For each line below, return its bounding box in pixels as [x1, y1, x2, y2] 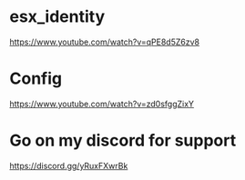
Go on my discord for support [9, 130, 237, 151]
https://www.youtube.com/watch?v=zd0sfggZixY [9, 98, 194, 109]
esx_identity [9, 6, 106, 27]
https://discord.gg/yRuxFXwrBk [9, 160, 128, 171]
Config [9, 68, 62, 89]
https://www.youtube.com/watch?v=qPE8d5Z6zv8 [9, 36, 200, 47]
